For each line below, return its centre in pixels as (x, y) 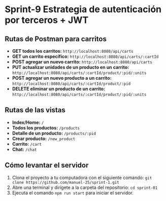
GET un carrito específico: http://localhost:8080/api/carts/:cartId (85, 56)
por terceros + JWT (47, 20)
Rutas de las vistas (35, 110)
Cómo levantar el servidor (47, 165)
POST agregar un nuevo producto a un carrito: (62, 78)
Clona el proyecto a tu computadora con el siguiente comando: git (82, 177)
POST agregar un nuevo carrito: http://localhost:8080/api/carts (82, 62)
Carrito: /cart (27, 144)
